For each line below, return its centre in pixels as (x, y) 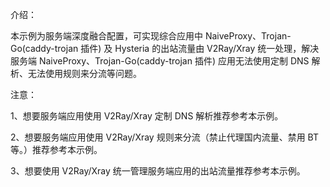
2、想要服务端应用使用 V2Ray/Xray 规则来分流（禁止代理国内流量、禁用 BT (165, 137)
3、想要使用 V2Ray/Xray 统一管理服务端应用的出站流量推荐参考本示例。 (158, 171)
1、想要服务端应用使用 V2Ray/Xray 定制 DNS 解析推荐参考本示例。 (147, 116)
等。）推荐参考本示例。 (56, 149)
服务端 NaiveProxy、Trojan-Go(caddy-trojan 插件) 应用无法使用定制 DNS (160, 61)
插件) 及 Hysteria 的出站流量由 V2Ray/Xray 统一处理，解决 (200, 48)
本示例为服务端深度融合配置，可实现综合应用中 (106, 36)
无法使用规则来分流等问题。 (84, 73)
